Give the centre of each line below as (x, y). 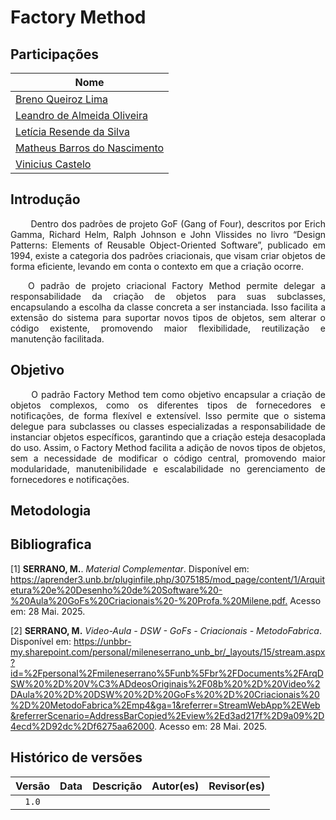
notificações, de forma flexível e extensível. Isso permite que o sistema (168, 415)
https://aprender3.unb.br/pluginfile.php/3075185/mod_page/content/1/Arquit (168, 579)
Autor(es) (175, 786)
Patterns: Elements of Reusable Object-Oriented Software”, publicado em (168, 245)
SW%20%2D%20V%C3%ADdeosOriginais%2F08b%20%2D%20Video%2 (165, 683)
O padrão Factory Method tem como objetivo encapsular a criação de (178, 394)
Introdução (45, 199)
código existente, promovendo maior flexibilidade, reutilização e (168, 328)
